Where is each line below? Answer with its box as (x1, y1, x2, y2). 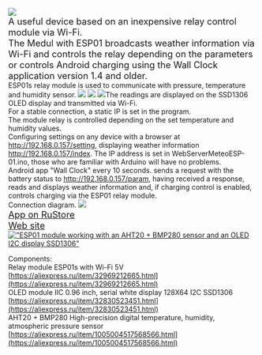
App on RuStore (8, 209, 75, 221)
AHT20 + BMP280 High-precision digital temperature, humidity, (8, 313, 215, 322)
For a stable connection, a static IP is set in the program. (8, 107, 192, 116)
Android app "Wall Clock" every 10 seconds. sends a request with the (8, 166, 234, 175)
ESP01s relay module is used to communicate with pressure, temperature (8, 81, 246, 90)
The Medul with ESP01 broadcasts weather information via (8, 37, 255, 49)
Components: (8, 254, 53, 263)
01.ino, (8, 157, 30, 166)
